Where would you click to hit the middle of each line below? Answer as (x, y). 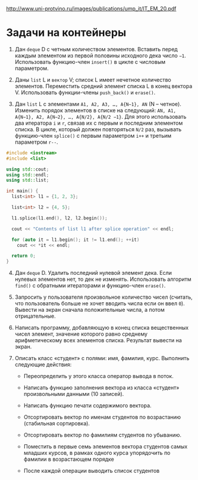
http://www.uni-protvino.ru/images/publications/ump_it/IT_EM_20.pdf (91, 9)
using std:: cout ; (28, 169)
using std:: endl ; (28, 175)
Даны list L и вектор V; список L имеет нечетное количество (93, 79)
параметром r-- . (36, 142)
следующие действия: (43, 365)
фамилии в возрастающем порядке (69, 459)
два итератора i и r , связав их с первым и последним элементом (99, 123)
